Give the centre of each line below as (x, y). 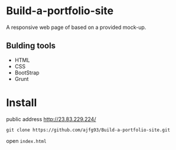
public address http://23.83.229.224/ (51, 119)
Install (22, 102)
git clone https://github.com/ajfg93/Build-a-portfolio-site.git (88, 130)
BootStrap (27, 73)
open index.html (26, 141)
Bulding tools (31, 46)
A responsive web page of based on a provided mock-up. (76, 27)
